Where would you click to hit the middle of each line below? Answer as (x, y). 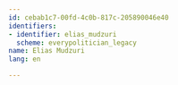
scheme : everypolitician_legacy (77, 42)
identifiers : (33, 26)
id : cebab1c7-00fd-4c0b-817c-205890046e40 (89, 17)
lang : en (25, 59)
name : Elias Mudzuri (47, 51)
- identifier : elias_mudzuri (63, 34)
